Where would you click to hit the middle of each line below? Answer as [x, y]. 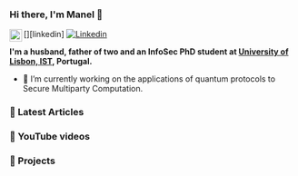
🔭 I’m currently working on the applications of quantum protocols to [149, 79]
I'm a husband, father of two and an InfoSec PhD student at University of [149, 52]
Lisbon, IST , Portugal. [51, 62]
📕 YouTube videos [50, 137]
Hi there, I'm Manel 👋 [56, 15]
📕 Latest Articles [47, 112]
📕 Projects [33, 161]
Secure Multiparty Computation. [83, 89]
